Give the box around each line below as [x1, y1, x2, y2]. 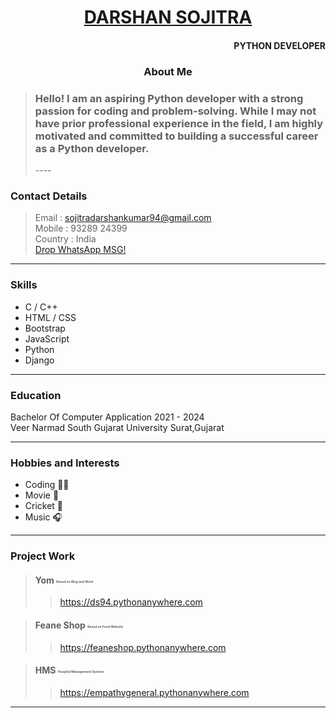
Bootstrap [24, 322, 66, 334]
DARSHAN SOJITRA [83, 6, 253, 29]
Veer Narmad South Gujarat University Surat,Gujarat [10, 421, 225, 433]
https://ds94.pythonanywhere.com [59, 596, 203, 608]
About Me [143, 64, 193, 78]
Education [10, 388, 62, 402]
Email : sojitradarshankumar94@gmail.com [34, 212, 212, 224]
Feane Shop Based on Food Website [34, 619, 124, 631]
